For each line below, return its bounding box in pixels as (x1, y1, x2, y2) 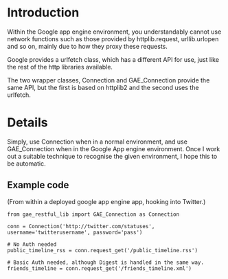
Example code (7, 179, 69, 191)
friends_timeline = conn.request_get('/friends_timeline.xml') (7, 265, 192, 272)
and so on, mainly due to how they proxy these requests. (7, 42, 168, 50)
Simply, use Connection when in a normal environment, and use (7, 137, 187, 146)
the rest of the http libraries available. (7, 63, 113, 71)
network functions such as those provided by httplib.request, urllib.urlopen (7, 34, 219, 43)
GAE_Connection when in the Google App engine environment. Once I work (7, 144, 220, 153)
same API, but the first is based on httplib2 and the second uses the (7, 83, 199, 91)
